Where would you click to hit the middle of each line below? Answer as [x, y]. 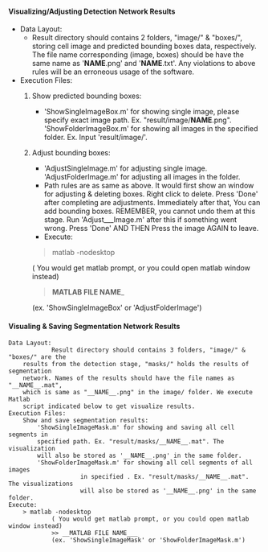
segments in [28, 435]
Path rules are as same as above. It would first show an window [149, 186]
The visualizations [41, 484]
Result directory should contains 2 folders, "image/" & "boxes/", [137, 38]
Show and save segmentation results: [86, 421]
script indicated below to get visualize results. [109, 406]
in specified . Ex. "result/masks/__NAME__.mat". [164, 477]
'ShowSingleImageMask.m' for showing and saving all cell [136, 428]
